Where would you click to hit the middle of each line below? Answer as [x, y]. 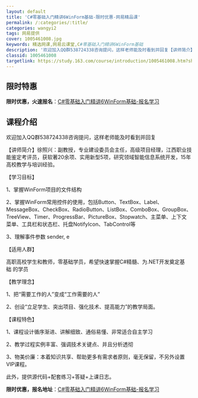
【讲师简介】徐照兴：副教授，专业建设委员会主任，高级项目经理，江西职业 [96, 150]
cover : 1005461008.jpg [34, 39]
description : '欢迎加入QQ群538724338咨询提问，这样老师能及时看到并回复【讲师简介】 [100, 50]
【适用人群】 [22, 249]
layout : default [26, 11]
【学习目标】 [22, 177]
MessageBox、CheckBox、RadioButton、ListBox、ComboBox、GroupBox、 [99, 209]
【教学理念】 [22, 282]
